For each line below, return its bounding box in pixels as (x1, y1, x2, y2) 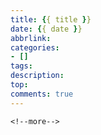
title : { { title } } (10, 14, 92, 25)
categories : (10, 42, 60, 53)
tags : (10, 61, 33, 71)
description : (10, 71, 65, 81)
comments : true (10, 89, 74, 99)
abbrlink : (10, 33, 52, 43)
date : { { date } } (10, 24, 83, 34)
